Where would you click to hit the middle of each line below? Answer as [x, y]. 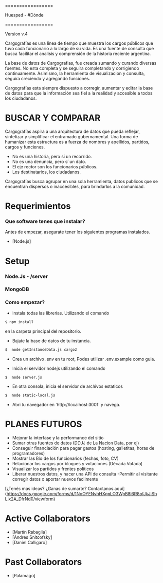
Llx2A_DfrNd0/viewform [29, 499]
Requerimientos [38, 206]
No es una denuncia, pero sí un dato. [49, 162]
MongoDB [17, 289]
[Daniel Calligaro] [29, 543]
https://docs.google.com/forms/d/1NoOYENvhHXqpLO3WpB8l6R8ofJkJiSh [82, 494]
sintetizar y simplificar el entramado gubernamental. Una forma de [72, 136]
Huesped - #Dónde [24, 15]
